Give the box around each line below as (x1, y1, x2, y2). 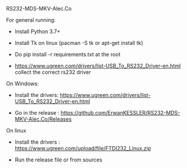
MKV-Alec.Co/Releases (14, 115, 72, 122)
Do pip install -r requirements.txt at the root (14, 51, 121, 58)
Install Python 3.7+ (14, 28, 61, 35)
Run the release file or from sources (14, 156, 102, 163)
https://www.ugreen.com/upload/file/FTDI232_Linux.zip (14, 145, 151, 151)
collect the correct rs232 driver (14, 69, 91, 76)
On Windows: (6, 80, 39, 87)
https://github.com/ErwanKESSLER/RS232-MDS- (60, 109, 180, 116)
